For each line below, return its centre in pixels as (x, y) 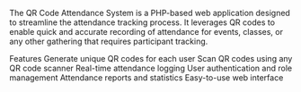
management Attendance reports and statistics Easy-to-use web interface (146, 78)
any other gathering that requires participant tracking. (109, 41)
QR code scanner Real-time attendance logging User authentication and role (151, 68)
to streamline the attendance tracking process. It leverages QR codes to (142, 22)
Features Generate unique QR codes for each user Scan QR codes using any (151, 59)
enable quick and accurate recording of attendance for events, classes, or (146, 32)
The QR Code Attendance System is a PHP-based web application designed (150, 13)
